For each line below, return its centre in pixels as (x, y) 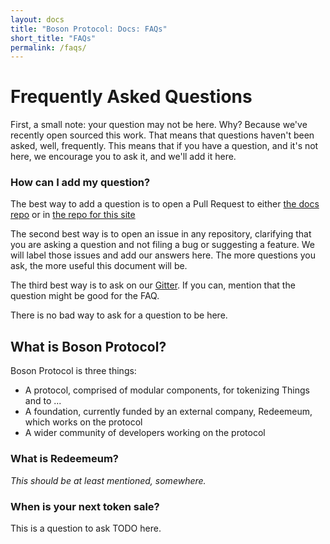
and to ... (43, 401)
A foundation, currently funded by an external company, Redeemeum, (168, 412)
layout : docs (37, 19)
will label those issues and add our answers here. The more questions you (163, 255)
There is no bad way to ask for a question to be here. (119, 315)
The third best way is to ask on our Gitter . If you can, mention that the (153, 285)
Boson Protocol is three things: (73, 371)
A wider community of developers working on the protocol (145, 433)
